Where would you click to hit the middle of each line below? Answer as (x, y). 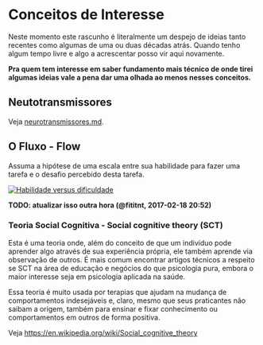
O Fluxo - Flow (44, 147)
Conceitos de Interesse (86, 15)
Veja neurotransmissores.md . (56, 122)
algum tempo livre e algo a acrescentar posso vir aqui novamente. (116, 53)
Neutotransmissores (60, 102)
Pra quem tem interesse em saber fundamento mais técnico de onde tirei (131, 68)
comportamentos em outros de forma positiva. (84, 317)
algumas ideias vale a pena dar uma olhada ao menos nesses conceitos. (130, 77)
